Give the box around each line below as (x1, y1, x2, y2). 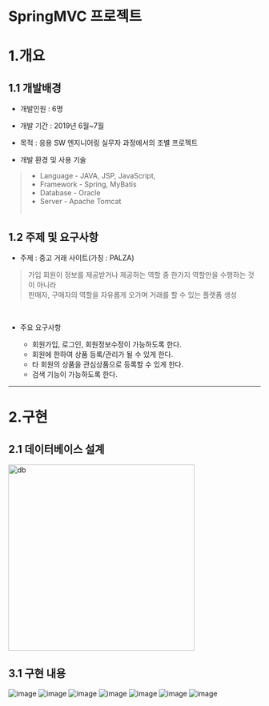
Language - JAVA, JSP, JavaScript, (39, 171, 156, 181)
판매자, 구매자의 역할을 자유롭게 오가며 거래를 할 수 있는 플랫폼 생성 (27, 290, 238, 299)
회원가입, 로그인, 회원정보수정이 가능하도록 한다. (31, 339, 182, 349)
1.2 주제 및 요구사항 (8, 230, 98, 244)
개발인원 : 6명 (19, 104, 63, 114)
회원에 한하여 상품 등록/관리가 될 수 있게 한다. (31, 350, 174, 359)
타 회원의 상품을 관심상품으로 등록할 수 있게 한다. (31, 359, 184, 369)
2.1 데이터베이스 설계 (8, 442, 105, 456)
